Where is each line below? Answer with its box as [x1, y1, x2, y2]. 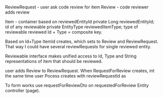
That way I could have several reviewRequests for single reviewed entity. [5, 44, 151, 49]
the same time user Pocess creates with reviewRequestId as [5, 73, 126, 78]
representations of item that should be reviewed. [5, 59, 103, 64]
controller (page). [5, 88, 41, 93]
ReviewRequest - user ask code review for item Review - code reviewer [5, 4, 149, 10]
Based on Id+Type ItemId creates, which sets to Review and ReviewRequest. [5, 39, 159, 44]
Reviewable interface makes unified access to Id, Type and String [5, 53, 137, 59]
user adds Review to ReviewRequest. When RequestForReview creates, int [5, 68, 155, 74]
